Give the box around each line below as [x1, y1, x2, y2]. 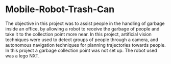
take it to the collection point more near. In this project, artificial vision [5, 31, 152, 37]
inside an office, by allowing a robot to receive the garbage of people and [5, 25, 160, 31]
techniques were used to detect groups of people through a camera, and [5, 37, 158, 43]
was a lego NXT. [5, 52, 40, 59]
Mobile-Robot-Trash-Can [5, 4, 115, 15]
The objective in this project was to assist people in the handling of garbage [5, 20, 165, 26]
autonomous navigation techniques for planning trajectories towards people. [5, 42, 166, 48]
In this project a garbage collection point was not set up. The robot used [5, 47, 157, 53]
